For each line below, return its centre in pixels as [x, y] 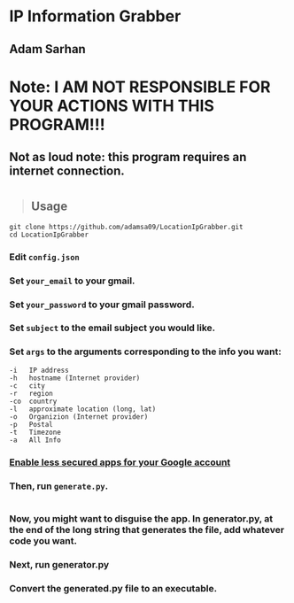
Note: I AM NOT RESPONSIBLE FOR [140, 87]
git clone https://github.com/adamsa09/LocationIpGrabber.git [126, 227]
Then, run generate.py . [59, 486]
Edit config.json [44, 257]
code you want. [43, 540]
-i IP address [39, 370]
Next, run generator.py [59, 564]
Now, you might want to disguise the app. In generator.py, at [141, 518]
